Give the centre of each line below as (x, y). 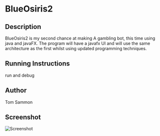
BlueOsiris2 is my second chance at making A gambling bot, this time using (80, 38)
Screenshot (23, 117)
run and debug (20, 75)
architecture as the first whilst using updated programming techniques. (76, 48)
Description (23, 27)
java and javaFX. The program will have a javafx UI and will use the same (78, 43)
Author (16, 90)
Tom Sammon (19, 102)
